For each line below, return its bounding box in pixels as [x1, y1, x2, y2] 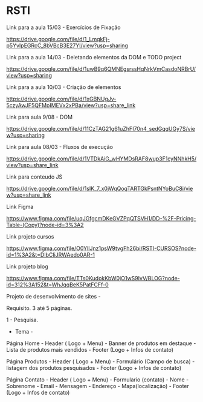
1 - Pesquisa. [6, 316, 38, 323]
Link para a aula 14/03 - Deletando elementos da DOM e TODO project [6, 53, 182, 61]
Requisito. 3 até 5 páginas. [6, 304, 72, 312]
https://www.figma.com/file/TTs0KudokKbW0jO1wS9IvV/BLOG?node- [6, 274, 180, 282]
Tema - [14, 328, 33, 335]
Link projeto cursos [6, 232, 54, 240]
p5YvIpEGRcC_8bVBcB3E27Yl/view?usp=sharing [6, 42, 129, 49]
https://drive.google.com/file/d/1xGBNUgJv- [6, 95, 117, 102]
